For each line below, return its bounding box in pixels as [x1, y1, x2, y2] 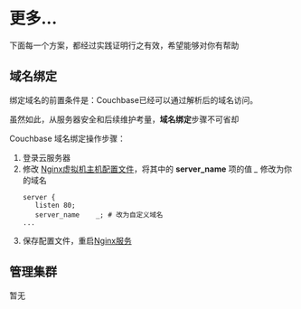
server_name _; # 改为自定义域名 [34, 210, 164, 220]
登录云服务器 [22, 152, 71, 163]
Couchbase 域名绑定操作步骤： [9, 133, 127, 144]
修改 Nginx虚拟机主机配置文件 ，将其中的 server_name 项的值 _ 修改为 [22, 164, 285, 174]
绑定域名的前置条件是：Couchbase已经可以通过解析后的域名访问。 [9, 94, 259, 105]
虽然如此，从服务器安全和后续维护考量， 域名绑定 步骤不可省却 [9, 114, 240, 125]
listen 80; [34, 201, 76, 210]
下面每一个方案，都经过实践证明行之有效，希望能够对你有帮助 [9, 40, 240, 51]
